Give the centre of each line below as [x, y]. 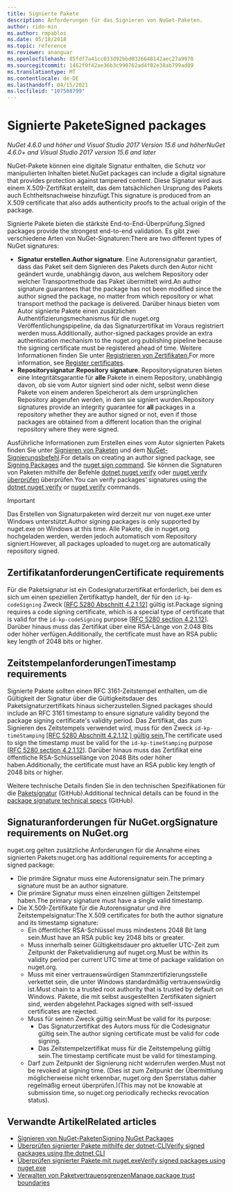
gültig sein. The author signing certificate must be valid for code [129, 1033]
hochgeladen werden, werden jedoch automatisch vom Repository [102, 536]
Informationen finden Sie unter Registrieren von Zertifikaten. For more [116, 355]
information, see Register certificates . [71, 363]
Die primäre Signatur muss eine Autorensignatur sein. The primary [111, 878]
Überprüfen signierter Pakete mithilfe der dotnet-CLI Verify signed [111, 1146]
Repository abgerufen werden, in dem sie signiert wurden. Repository [116, 400]
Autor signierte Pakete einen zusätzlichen [77, 311]
